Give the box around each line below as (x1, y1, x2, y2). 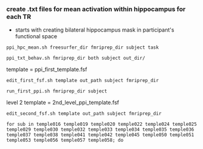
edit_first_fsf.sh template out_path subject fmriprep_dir (6, 78, 159, 84)
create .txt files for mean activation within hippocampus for (6, 5, 186, 13)
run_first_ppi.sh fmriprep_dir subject (6, 88, 108, 94)
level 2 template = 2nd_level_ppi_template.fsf (6, 99, 120, 106)
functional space (15, 33, 58, 40)
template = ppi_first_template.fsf (6, 66, 88, 73)
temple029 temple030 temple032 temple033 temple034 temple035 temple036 (6, 126, 194, 133)
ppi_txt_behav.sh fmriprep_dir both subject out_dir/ (6, 55, 146, 61)
